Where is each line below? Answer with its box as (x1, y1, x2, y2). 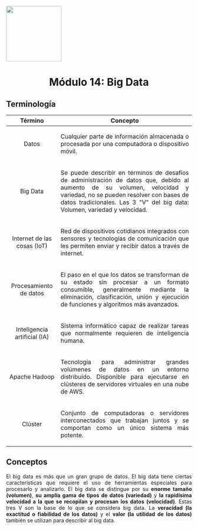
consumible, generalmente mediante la (60, 286, 189, 293)
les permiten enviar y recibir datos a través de (60, 242, 189, 250)
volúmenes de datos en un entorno (60, 366, 189, 373)
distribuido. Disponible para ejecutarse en (60, 373, 189, 381)
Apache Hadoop (9, 373, 55, 381)
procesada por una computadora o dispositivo (60, 140, 189, 148)
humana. (60, 337, 85, 344)
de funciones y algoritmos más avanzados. (60, 300, 180, 308)
